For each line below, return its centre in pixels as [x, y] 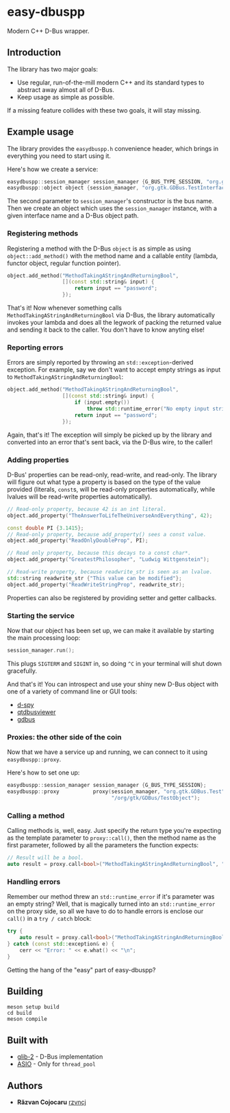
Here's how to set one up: [43, 772]
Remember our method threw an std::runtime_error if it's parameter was [111, 897]
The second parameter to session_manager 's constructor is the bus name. [111, 201]
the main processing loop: [44, 638]
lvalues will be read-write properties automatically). [80, 496]
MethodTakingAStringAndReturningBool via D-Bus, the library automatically [111, 315]
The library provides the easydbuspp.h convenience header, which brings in [113, 148]
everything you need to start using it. [59, 156]
